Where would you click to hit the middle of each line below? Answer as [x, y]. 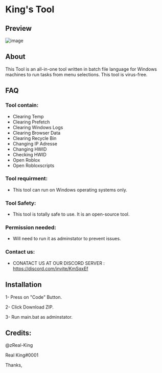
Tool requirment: [27, 179]
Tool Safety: [21, 203]
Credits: [18, 333]
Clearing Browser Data [37, 133]
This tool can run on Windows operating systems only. [70, 190]
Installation [24, 285]
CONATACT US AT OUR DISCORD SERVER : [59, 263]
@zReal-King [19, 345]
